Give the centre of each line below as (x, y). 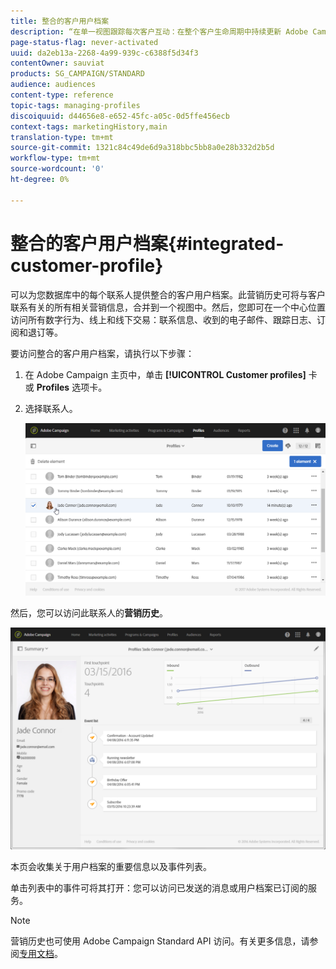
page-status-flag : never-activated (84, 42)
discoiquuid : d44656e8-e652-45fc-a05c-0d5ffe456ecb (120, 116)
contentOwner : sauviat (57, 63)
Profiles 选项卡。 (72, 387)
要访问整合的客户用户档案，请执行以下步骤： (102, 353)
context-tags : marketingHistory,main (89, 126)
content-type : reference (62, 95)
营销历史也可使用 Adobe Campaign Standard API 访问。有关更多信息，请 (160, 941)
